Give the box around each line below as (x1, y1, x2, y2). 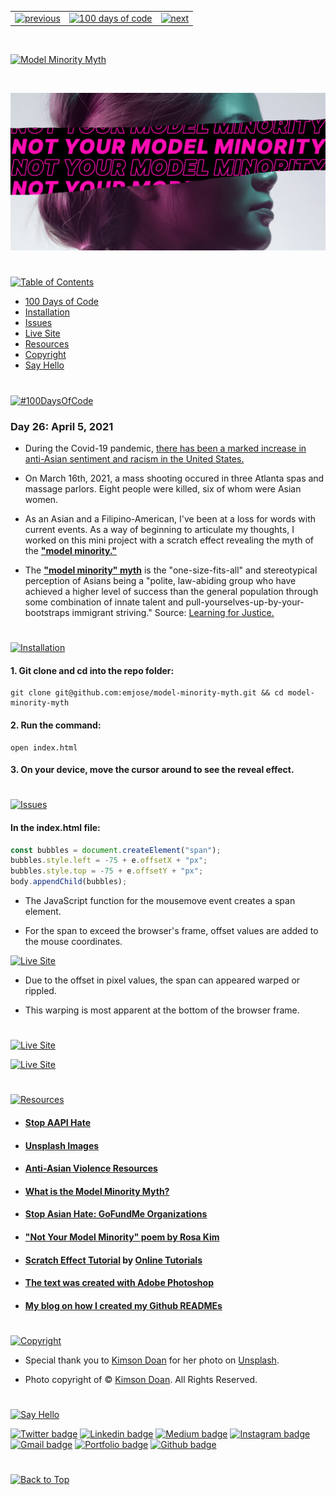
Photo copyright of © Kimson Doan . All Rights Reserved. (24, 1373, 258, 1385)
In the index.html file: (10, 821, 101, 833)
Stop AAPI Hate (24, 1116, 92, 1128)
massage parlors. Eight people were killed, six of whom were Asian (24, 482, 302, 495)
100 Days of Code (24, 296, 99, 308)
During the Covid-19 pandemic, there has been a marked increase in (24, 442, 307, 454)
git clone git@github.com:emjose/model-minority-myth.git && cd (10, 688, 284, 698)
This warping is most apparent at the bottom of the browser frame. (24, 1004, 300, 1016)
